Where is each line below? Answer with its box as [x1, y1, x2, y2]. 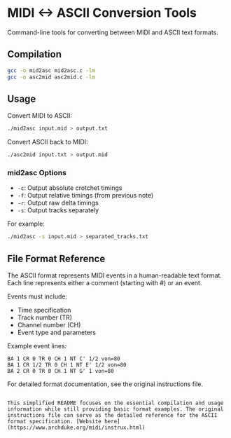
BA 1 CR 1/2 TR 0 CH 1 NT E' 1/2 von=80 [7, 362, 127, 369]
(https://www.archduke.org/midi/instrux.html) [7, 424, 146, 432]
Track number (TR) [17, 313, 72, 322]
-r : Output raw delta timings [17, 198, 99, 207]
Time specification [17, 306, 71, 315]
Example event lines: [7, 342, 67, 350]
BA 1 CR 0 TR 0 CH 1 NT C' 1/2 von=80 [7, 355, 120, 362]
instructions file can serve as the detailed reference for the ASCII [7, 412, 218, 419]
